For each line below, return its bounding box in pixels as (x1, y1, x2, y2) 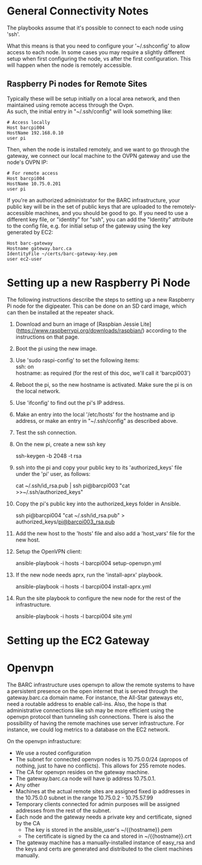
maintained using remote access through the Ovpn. (7, 101, 134, 108)
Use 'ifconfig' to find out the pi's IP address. (15, 399, 125, 406)
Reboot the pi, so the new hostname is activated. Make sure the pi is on (15, 381, 193, 388)
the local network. (15, 387, 61, 395)
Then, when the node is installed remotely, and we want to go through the (7, 146, 190, 153)
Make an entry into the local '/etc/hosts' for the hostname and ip (15, 411, 175, 418)
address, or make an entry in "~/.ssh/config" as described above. (15, 417, 178, 424)
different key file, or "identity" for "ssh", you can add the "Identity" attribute (7, 216, 194, 223)
